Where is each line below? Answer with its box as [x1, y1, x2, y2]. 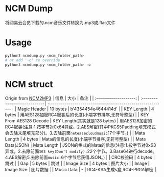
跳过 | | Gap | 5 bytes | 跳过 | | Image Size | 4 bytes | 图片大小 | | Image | [5, 160, 150, 166]
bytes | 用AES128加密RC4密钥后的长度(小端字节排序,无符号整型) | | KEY [5, 112, 149, 118]
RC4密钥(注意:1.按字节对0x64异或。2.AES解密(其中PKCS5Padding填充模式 [5, 124, 156, 130]
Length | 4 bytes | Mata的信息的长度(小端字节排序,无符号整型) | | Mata [5, 136, 146, 142]
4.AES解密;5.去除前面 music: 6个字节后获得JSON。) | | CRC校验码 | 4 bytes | [5, 155, 155, 160]
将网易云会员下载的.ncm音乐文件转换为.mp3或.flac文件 [5, 20, 116, 25]
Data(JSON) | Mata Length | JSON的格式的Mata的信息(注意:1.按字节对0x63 [5, 142, 156, 148]
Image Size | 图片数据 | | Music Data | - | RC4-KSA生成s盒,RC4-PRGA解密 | [5, 167, 157, 173]
